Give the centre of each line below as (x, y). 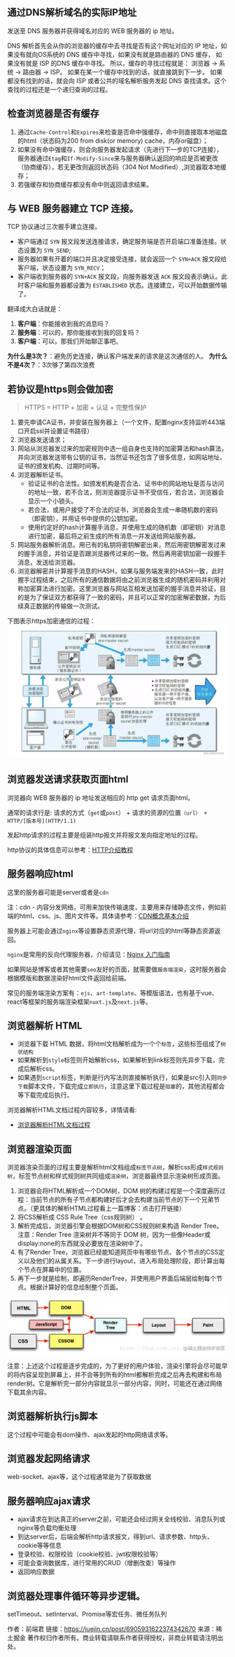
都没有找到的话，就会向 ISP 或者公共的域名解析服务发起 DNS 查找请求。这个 (117, 81)
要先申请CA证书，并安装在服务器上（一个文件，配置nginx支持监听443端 (121, 422)
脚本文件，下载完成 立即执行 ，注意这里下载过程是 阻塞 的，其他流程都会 (126, 1086)
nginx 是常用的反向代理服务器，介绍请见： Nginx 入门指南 (89, 954)
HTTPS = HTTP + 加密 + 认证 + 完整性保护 (85, 408)
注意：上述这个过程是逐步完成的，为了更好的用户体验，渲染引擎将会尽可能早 (117, 1366)
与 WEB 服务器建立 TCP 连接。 (73, 209)
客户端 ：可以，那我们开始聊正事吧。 (70, 341)
